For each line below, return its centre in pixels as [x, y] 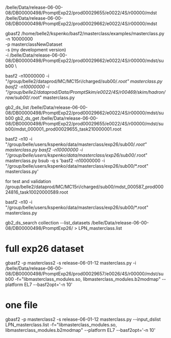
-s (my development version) [36, 50]
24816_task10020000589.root [37, 192]
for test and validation [28, 181]
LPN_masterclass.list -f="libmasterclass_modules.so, [61, 324]
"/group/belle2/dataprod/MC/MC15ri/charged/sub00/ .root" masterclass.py [84, 81]
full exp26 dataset [45, 249]
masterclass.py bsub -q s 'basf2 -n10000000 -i [55, 161]
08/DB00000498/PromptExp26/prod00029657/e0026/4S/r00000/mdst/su [84, 274]
